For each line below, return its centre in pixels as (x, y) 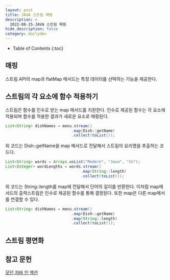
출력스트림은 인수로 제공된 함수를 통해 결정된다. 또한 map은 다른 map (88, 193)
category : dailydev (26, 34)
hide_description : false (32, 29)
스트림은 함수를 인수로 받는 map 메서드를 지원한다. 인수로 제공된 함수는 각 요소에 (86, 110)
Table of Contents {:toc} (38, 48)
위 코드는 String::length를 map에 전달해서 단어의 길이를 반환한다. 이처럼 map (82, 186)
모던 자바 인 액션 (22, 273)
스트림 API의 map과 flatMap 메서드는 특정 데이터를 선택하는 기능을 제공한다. (81, 79)
